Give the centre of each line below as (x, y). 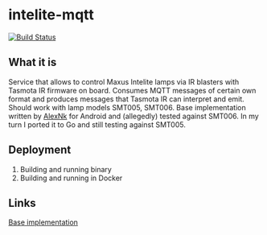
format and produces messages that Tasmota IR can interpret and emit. (127, 99)
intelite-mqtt (51, 15)
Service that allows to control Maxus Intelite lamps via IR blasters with (124, 81)
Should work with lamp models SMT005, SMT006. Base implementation (127, 107)
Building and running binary (66, 169)
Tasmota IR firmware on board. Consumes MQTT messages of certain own (132, 90)
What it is (33, 62)
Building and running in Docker (71, 178)
